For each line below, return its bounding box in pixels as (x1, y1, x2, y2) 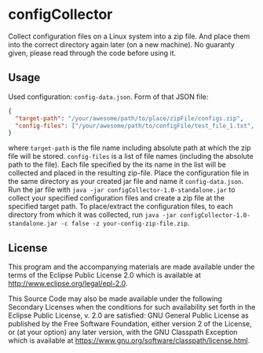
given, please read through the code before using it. (8, 48, 177, 57)
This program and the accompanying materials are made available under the (8, 262, 255, 272)
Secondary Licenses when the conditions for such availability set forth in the (8, 303, 256, 312)
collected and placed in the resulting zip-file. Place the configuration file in (8, 168, 250, 178)
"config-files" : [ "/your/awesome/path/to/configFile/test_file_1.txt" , (15, 122, 255, 130)
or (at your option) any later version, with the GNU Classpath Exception (8, 328, 238, 337)
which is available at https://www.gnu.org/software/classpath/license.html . (8, 336, 250, 345)
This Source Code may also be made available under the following (8, 294, 222, 303)
